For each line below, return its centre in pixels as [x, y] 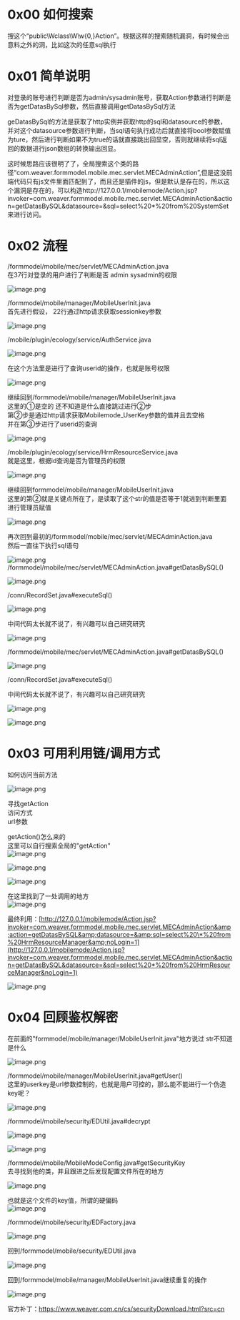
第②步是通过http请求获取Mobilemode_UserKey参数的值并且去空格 [106, 415]
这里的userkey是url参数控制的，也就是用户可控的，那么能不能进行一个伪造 [117, 1084]
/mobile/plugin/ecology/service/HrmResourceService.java [93, 452]
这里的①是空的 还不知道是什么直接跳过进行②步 [80, 406]
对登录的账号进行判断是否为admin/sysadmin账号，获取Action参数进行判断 [116, 97]
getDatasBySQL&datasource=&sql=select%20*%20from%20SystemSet [122, 206]
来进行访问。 [26, 214]
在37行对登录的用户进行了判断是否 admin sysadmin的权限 [92, 274]
